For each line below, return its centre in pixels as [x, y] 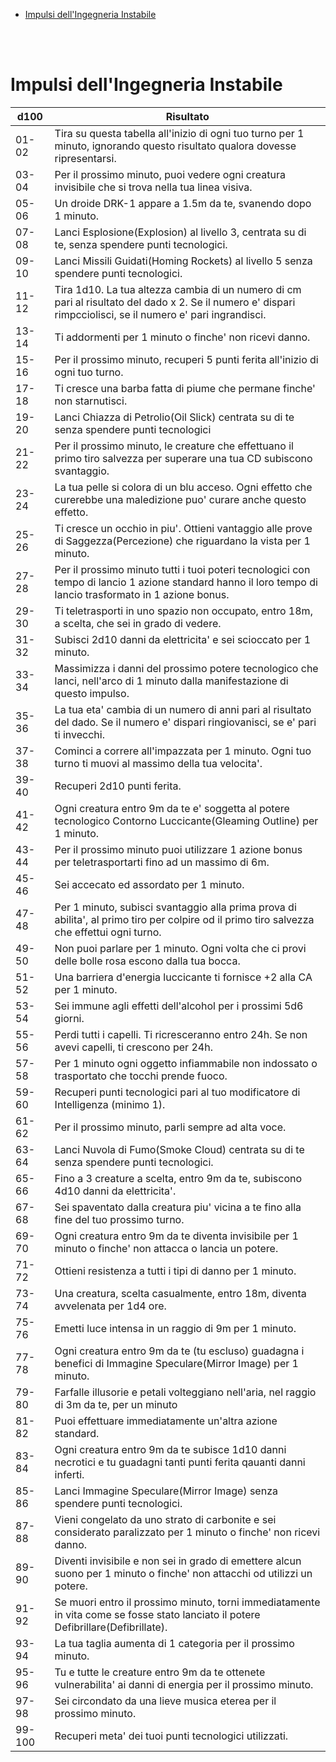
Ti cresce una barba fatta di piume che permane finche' [185, 388]
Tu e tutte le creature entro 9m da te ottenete [160, 1672]
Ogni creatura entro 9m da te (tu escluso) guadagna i [179, 1351]
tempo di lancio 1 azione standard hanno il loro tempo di [186, 582]
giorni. [69, 1018]
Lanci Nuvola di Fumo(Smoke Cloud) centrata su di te [179, 1149]
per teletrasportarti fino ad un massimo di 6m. [162, 862]
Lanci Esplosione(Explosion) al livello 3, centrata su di [180, 232]
